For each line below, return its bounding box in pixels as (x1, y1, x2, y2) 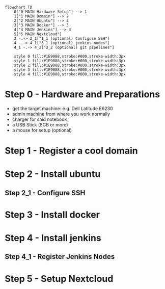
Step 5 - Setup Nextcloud (5, 273, 114, 284)
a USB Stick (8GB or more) (12, 121, 68, 127)
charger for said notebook (12, 116, 67, 122)
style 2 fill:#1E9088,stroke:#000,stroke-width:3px (14, 63, 126, 68)
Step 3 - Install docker (5, 209, 100, 220)
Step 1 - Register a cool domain (5, 145, 138, 156)
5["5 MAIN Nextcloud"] (14, 32, 62, 37)
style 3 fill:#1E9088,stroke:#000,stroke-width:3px (14, 67, 126, 72)
